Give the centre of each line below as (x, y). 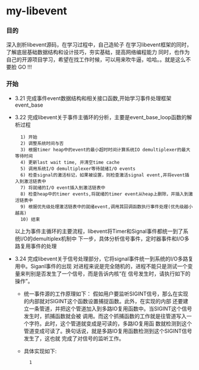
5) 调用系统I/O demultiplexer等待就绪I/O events (78, 169)
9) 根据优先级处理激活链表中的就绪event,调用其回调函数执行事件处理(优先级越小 (107, 207)
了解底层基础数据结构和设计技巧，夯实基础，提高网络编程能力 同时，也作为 (98, 52)
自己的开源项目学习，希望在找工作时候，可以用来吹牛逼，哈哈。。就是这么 (96, 60)
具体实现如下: (40, 351)
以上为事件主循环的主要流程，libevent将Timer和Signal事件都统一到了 (99, 231)
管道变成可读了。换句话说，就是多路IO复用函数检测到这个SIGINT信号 (108, 331)
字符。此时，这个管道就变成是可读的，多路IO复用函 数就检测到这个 (110, 324)
